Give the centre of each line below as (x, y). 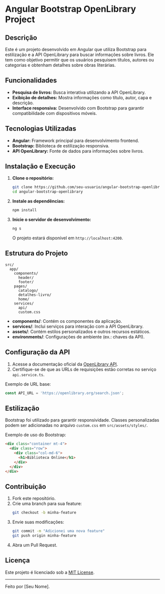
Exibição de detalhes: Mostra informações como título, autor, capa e (82, 97)
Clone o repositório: (33, 178)
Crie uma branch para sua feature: (47, 504)
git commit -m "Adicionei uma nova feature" (58, 531)
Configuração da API (38, 352)
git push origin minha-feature (44, 536)
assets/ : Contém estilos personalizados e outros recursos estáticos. (81, 331)
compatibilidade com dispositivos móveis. (55, 113)
